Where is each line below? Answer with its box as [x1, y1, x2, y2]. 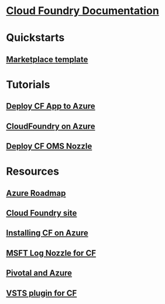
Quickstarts [6, 31, 65, 45]
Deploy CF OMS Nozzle [6, 141, 92, 151]
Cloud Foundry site [6, 208, 77, 218]
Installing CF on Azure [6, 228, 89, 238]
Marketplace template [6, 54, 88, 64]
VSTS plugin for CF [6, 288, 77, 298]
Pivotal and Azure [6, 268, 72, 278]
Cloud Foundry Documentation [6, 4, 159, 18]
